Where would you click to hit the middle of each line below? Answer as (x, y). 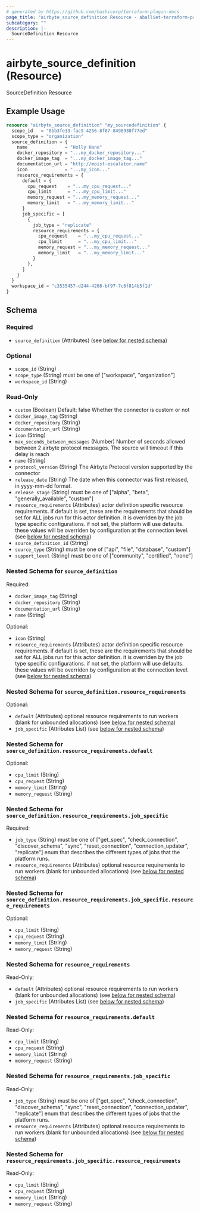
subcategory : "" (26, 23)
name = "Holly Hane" (60, 147)
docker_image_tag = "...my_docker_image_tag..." (80, 159)
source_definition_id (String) (51, 543)
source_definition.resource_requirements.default (79, 751)
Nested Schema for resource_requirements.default (81, 1017)
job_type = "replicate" (62, 225)
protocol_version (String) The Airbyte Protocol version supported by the (104, 467)
